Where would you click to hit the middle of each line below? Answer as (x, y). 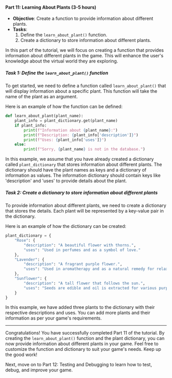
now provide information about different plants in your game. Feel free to (82, 344)
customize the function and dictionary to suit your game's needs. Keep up (83, 349)
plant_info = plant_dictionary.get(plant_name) (66, 121)
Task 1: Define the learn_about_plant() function (57, 73)
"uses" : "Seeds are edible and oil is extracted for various (90, 288)
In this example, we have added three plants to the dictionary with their (80, 307)
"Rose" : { (25, 241)
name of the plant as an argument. (41, 97)
